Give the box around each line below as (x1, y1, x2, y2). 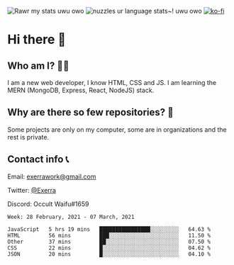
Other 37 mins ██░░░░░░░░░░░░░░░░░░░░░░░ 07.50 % (7, 238, 211, 245)
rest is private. (7, 132, 50, 141)
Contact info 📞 (7, 153, 69, 166)
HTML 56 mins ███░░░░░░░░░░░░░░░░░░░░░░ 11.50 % (7, 232, 211, 239)
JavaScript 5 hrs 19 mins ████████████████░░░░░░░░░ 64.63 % (7, 225, 211, 233)
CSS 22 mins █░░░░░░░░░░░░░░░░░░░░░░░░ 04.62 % (7, 244, 211, 252)
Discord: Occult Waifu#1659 (7, 199, 89, 208)
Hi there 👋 (7, 32, 66, 47)
